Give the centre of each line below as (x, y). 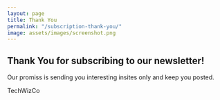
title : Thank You (32, 20)
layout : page (26, 13)
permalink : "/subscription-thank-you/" (65, 26)
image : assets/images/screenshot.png (62, 33)
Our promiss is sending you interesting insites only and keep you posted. (111, 77)
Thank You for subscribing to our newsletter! (106, 60)
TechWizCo (24, 91)
